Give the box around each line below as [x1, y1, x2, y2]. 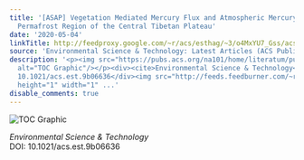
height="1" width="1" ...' [17, 80, 119, 89]
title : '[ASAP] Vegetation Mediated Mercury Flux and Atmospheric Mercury [9, 13, 298, 23]
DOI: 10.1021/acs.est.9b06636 [9, 141, 120, 152]
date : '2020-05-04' [9, 30, 83, 39]
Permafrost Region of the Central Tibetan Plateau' [17, 22, 217, 31]
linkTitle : [9, 38, 51, 48]
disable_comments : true [9, 89, 100, 98]
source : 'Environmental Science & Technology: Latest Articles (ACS [9, 47, 273, 56]
